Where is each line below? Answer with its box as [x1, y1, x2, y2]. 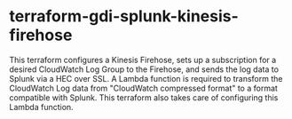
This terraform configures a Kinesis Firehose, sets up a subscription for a [9, 54, 277, 65]
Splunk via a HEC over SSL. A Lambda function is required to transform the [9, 73, 283, 83]
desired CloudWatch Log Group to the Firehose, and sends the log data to [9, 64, 280, 75]
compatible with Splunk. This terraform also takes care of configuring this [9, 91, 279, 103]
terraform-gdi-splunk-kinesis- [9, 6, 240, 27]
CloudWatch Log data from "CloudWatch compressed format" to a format [9, 83, 278, 93]
